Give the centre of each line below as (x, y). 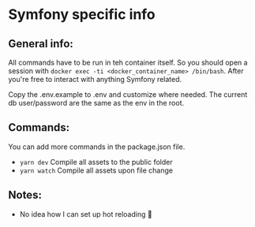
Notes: (25, 195)
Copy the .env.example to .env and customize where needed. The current (128, 95)
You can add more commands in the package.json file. (97, 147)
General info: (41, 44)
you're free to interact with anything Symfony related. (95, 79)
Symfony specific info (82, 15)
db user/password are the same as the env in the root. (96, 103)
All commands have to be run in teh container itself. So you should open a (128, 62)
